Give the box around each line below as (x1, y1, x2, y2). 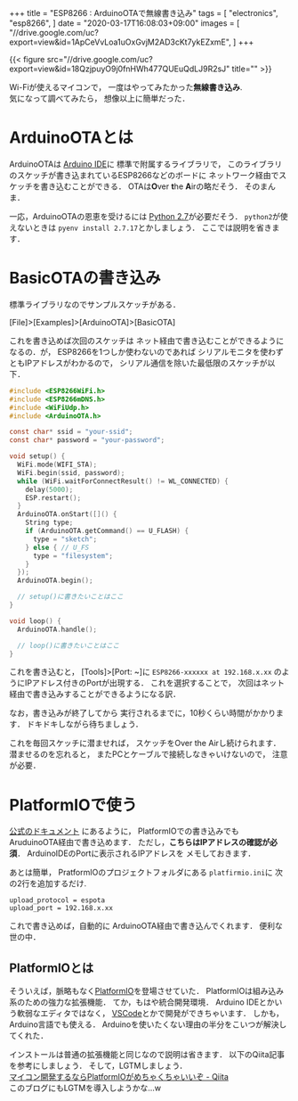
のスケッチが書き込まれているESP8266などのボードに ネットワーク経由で (9, 169, 279, 180)
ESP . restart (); (25, 493, 82, 502)
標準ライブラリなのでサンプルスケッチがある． (9, 299, 181, 309)
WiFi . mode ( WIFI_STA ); (17, 460, 98, 469)
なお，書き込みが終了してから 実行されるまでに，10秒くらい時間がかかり (9, 708, 277, 719)
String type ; (25, 518, 74, 528)
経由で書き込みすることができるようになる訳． (9, 689, 181, 700)
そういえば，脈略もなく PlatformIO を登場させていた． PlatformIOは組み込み (9, 986, 285, 997)
